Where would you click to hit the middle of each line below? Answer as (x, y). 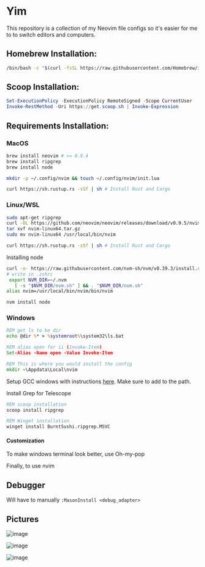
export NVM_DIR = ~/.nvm (38, 280)
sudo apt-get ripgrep (34, 218)
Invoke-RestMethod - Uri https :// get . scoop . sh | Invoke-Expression (92, 107)
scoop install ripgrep (35, 410)
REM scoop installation (37, 404)
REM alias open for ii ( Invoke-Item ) (54, 347)
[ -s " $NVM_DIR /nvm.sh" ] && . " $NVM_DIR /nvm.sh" (79, 285)
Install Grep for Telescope (39, 393)
